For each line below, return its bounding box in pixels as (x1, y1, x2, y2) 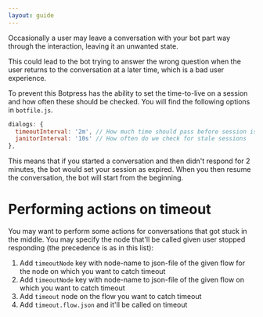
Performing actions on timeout (8, 201, 211, 218)
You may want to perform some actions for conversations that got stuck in (8, 227, 248, 236)
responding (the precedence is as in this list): (8, 243, 154, 253)
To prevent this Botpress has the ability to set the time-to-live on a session (8, 88, 248, 98)
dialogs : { (8, 120, 44, 128)
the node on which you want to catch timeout (19, 267, 166, 276)
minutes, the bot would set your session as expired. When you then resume (8, 165, 251, 174)
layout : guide (8, 11, 55, 20)
